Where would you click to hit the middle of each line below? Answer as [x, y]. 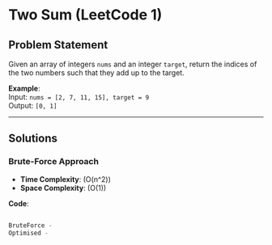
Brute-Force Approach [54, 162]
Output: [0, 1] [33, 106]
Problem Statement [58, 45]
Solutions [33, 139]
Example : [24, 88]
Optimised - [28, 233]
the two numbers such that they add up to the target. [96, 73]
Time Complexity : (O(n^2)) [66, 179]
